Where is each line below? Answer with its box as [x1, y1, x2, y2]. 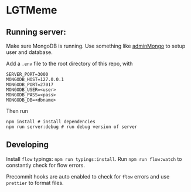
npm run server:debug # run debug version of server [6, 124, 138, 130]
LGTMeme [6, 4, 57, 17]
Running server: [6, 27, 66, 37]
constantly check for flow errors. [6, 161, 85, 169]
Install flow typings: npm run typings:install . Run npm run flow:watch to [6, 155, 182, 162]
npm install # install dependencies [6, 119, 95, 124]
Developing [6, 140, 49, 150]
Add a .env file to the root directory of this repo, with [6, 60, 133, 67]
